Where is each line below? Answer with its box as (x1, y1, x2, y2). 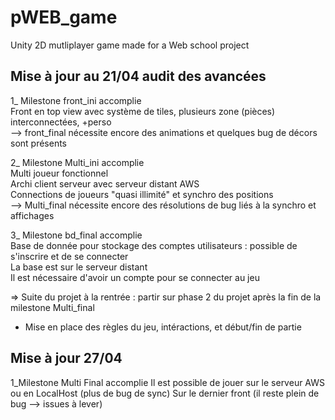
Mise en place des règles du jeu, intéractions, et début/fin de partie (24, 321, 302, 333)
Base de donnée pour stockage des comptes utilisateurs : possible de (10, 239, 298, 251)
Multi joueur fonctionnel (10, 167, 109, 179)
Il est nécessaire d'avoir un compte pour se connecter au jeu (10, 271, 260, 283)
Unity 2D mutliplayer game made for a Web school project (10, 39, 250, 51)
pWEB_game (10, 6, 118, 29)
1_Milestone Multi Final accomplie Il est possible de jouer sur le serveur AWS (10, 376, 326, 388)
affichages (10, 209, 55, 221)
